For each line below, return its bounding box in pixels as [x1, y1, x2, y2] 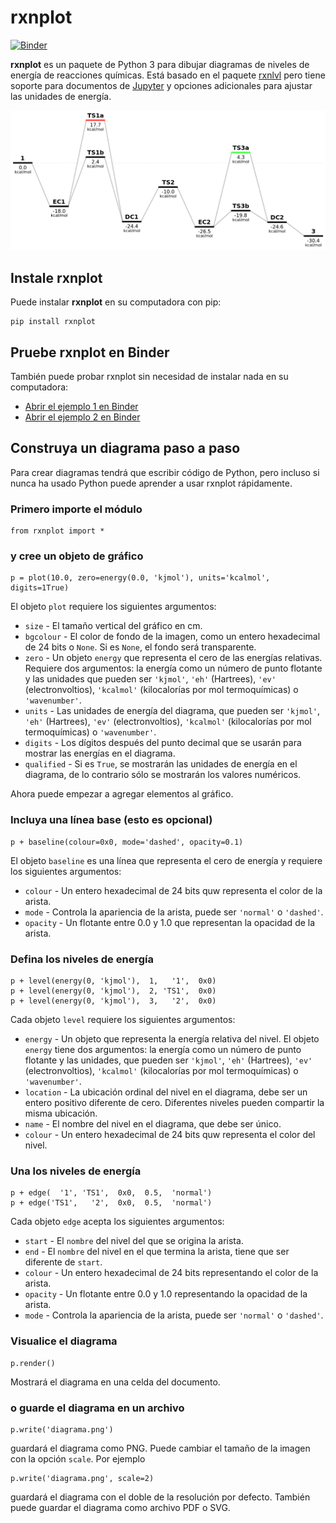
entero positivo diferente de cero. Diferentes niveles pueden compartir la [24, 1097, 325, 1109]
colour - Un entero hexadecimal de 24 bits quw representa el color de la [24, 884, 323, 896]
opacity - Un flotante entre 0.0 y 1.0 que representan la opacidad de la [24, 916, 316, 928]
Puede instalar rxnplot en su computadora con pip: [10, 296, 222, 308]
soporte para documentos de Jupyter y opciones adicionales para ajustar [10, 79, 313, 91]
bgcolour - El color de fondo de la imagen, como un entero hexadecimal [24, 631, 321, 643]
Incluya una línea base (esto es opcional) [10, 813, 213, 827]
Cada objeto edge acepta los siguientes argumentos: [10, 1216, 225, 1228]
